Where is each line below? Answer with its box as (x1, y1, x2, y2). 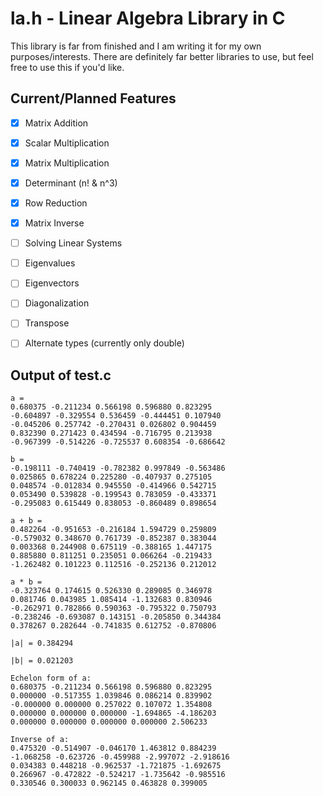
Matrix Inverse (24, 217, 85, 229)
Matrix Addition (24, 117, 89, 129)
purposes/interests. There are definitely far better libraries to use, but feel (10, 50, 314, 62)
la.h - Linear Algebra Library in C (10, 7, 286, 30)
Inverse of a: (10, 735, 70, 745)
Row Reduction (24, 197, 88, 209)
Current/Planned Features (10, 90, 177, 107)
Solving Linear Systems (24, 237, 123, 249)
